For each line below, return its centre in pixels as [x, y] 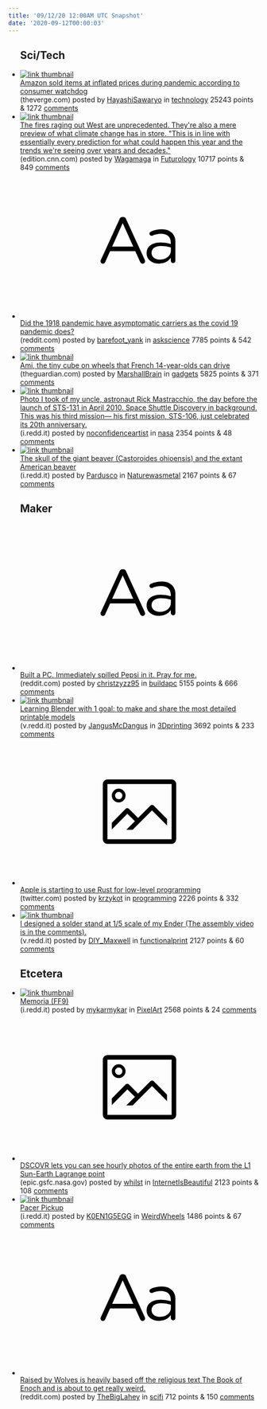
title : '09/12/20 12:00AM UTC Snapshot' [76, 16]
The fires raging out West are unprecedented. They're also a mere [128, 125]
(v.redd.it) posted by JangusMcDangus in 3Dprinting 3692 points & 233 [137, 726]
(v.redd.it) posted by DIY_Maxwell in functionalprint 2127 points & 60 [132, 940]
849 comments [44, 167]
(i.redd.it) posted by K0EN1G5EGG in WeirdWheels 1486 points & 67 [131, 1216]
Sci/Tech [43, 55]
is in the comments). [53, 931]
